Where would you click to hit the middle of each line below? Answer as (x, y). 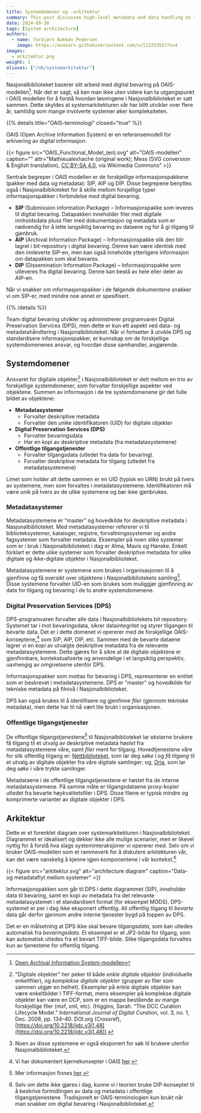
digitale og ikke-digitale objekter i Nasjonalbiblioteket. (72, 559)
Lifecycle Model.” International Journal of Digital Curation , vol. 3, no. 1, (102, 1012)
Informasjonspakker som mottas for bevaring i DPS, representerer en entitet (100, 676)
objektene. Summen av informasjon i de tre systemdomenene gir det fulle (97, 392)
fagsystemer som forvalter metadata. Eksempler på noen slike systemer (95, 539)
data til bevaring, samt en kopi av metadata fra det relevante (80, 895)
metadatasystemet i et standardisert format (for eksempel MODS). (88, 902)
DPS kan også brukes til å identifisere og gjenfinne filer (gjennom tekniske (97, 701)
